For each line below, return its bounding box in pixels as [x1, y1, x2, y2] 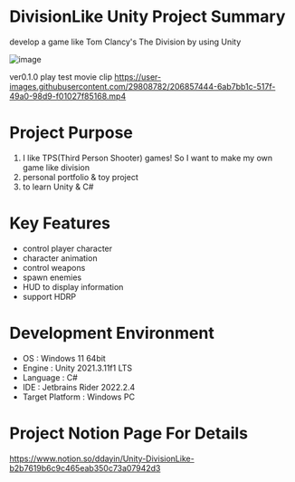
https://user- [114, 71, 161, 82]
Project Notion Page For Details [9, 423, 249, 443]
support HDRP [22, 291, 77, 302]
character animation [22, 252, 98, 264]
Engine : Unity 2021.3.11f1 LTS [22, 362, 133, 373]
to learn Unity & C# [22, 181, 94, 192]
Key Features [9, 213, 111, 234]
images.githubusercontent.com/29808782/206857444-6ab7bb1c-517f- [9, 81, 276, 92]
